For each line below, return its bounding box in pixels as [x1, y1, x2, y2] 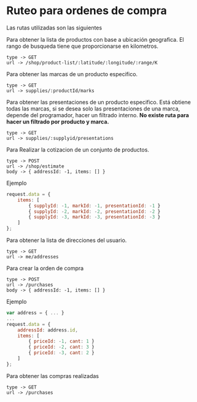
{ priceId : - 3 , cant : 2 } [28, 350, 95, 356]
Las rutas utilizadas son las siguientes [6, 24, 102, 31]
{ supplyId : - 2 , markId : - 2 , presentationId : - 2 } [28, 208, 161, 215]
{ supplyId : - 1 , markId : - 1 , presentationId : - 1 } [28, 203, 161, 209]
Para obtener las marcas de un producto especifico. [6, 70, 138, 77]
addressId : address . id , [17, 327, 79, 333]
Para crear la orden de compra [6, 265, 84, 272]
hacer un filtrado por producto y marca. [6, 118, 109, 125]
